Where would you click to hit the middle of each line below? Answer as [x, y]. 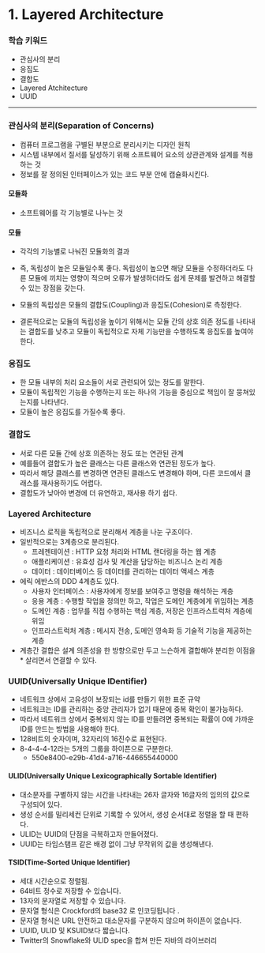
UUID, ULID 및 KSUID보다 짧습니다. [75, 930]
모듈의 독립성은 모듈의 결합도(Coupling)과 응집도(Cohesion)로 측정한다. [131, 305]
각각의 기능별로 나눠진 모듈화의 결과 [75, 251]
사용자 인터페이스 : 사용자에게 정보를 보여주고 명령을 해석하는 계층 [132, 591]
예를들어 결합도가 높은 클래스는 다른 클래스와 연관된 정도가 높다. [117, 463]
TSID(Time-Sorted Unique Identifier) [69, 862]
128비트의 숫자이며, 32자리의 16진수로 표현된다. [93, 739]
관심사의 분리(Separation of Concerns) [81, 126]
